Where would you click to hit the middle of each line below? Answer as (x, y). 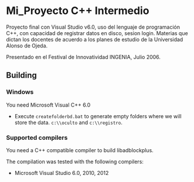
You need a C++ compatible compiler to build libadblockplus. (80, 150)
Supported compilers (37, 138)
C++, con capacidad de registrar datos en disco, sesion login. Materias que (97, 33)
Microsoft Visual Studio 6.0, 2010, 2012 (62, 173)
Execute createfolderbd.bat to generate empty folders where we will (98, 116)
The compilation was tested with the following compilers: (75, 162)
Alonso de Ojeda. (27, 46)
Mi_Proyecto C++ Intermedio (78, 11)
